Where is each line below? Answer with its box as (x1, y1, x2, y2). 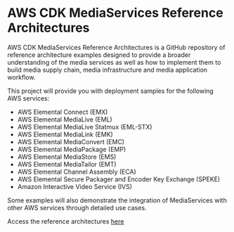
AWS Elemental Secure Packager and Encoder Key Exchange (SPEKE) (17, 174, 221, 183)
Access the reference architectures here (7, 217, 124, 226)
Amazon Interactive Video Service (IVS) (17, 182, 132, 191)
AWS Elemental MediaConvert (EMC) (17, 137, 125, 146)
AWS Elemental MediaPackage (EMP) (17, 145, 126, 153)
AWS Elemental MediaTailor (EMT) (17, 160, 117, 168)
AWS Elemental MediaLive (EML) (17, 115, 112, 124)
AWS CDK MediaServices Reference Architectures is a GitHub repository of (7, 43, 226, 51)
